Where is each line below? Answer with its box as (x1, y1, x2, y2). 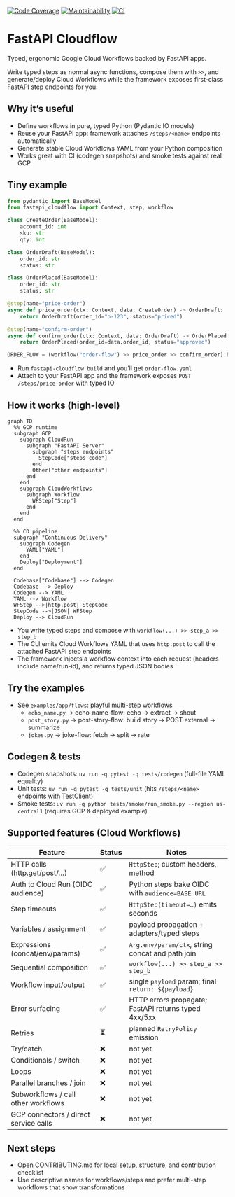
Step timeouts (10, 904, 57, 913)
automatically (17, 136, 57, 145)
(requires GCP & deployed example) (44, 806, 148, 815)
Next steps (7, 1142, 56, 1154)
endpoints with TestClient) (17, 792, 94, 800)
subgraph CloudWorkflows (20, 485, 92, 492)
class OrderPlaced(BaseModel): (7, 274, 99, 281)
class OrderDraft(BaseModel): (7, 248, 96, 255)
